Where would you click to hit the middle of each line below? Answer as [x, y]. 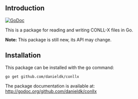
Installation [23, 55]
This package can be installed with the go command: [59, 67]
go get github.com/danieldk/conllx [42, 76]
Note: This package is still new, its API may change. [58, 39]
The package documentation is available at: [50, 86]
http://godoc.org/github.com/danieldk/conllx [51, 91]
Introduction [25, 8]
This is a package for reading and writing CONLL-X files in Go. [69, 30]
